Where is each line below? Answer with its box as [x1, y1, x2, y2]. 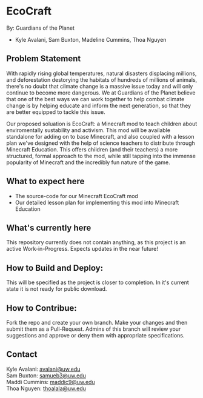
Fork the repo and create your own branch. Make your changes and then [6, 319, 188, 326]
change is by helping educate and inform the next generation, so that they [6, 102, 191, 109]
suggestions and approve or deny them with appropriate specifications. [6, 332, 185, 339]
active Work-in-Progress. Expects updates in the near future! [6, 245, 159, 253]
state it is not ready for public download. [6, 285, 107, 293]
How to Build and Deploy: [6, 262, 104, 273]
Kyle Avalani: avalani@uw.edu [6, 365, 81, 373]
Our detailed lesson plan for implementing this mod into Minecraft [15, 199, 179, 206]
